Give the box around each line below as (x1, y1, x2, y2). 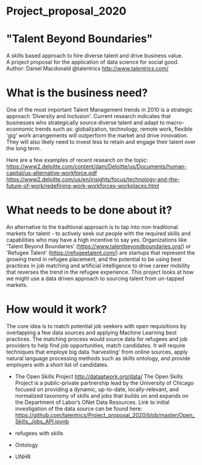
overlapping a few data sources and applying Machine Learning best (6, 329, 177, 336)
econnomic (6, 125, 34, 133)
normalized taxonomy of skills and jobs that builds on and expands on (14, 392, 189, 399)
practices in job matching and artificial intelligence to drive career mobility (6, 262, 191, 269)
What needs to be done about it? (6, 203, 172, 217)
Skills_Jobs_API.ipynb (14, 418, 69, 425)
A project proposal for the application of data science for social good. (6, 59, 179, 66)
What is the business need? (6, 86, 148, 100)
